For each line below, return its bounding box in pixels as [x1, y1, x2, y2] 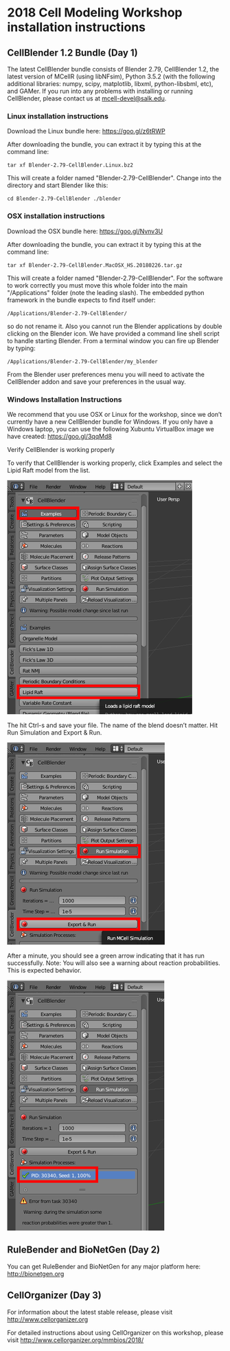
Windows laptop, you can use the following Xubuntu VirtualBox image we [7, 424, 214, 433]
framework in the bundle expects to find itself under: [7, 296, 156, 304]
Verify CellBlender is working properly [7, 445, 115, 453]
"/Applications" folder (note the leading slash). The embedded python [7, 288, 205, 296]
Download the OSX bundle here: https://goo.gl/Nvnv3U [7, 227, 163, 235]
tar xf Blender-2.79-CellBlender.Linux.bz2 [7, 162, 134, 169]
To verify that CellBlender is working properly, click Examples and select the [7, 459, 223, 467]
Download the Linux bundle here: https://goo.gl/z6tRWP [7, 127, 166, 136]
